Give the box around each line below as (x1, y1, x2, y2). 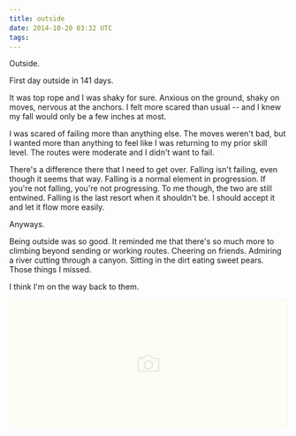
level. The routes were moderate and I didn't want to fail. (9, 147, 215, 158)
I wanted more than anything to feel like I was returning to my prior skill (9, 138, 268, 149)
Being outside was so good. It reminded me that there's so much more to (9, 236, 275, 247)
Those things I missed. (9, 264, 92, 275)
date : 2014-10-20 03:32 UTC (9, 23, 113, 33)
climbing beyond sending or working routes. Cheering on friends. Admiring (9, 246, 282, 256)
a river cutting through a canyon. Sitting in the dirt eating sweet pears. (9, 255, 264, 265)
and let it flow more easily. (9, 202, 105, 212)
